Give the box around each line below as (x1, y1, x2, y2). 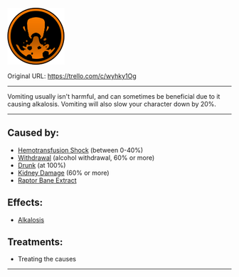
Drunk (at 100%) (17, 161, 66, 169)
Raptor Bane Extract (17, 175, 77, 185)
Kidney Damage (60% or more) (17, 168, 110, 177)
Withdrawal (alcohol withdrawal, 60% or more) (17, 153, 155, 162)
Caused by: (7, 127, 59, 139)
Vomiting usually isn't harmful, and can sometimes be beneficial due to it (7, 92, 221, 100)
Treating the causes (17, 255, 77, 264)
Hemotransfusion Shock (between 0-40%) (17, 146, 144, 154)
